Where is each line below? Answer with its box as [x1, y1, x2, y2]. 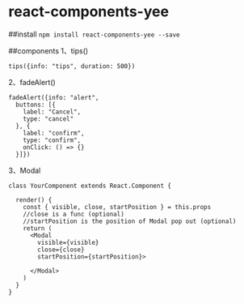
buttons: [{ [15, 101, 57, 109]
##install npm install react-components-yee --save [8, 29, 180, 39]
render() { [15, 195, 53, 204]
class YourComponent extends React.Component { [8, 182, 172, 190]
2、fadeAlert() [8, 77, 57, 87]
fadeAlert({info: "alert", [8, 93, 99, 101]
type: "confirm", [23, 136, 82, 144]
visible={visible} [37, 238, 99, 246]
